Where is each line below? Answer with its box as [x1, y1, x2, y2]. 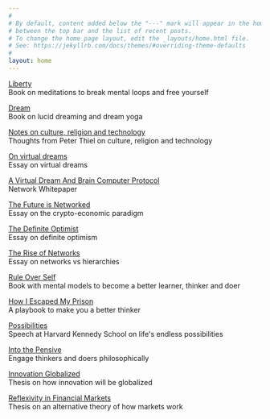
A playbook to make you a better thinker [8, 305, 141, 314]
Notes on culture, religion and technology [8, 127, 146, 137]
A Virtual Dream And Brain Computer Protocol [8, 175, 160, 185]
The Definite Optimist [8, 223, 79, 234]
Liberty [8, 78, 32, 89]
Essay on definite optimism [8, 232, 98, 242]
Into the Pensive [8, 344, 62, 355]
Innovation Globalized [8, 368, 80, 379]
